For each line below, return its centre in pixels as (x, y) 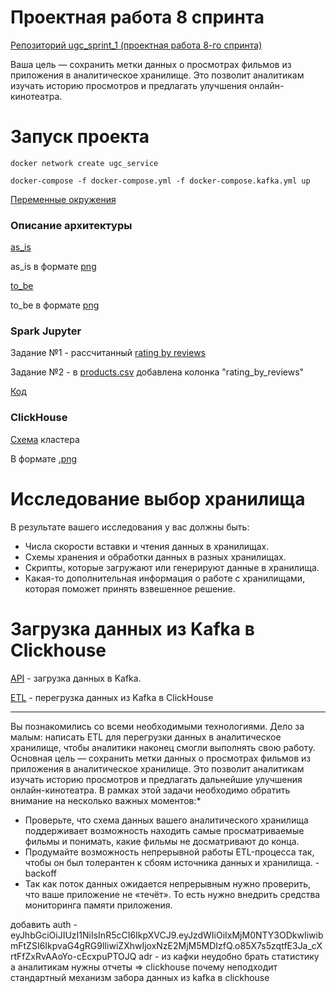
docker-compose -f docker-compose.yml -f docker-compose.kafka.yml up (160, 181)
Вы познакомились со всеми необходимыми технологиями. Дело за (157, 726)
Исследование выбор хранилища (158, 498)
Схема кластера (45, 439)
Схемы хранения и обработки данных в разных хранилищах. (155, 557)
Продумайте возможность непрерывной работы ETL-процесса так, (169, 852)
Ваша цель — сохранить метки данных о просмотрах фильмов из (151, 64)
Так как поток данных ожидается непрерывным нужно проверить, (168, 883)
